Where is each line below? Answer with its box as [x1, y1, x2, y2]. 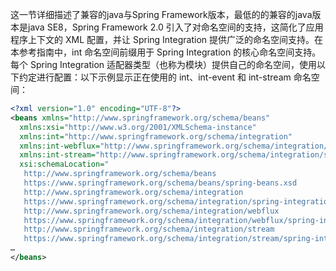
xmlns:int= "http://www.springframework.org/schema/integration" [19, 131, 293, 142]
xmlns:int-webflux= [19, 141, 101, 151]
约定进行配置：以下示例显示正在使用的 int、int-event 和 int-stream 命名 [18, 71, 312, 83]
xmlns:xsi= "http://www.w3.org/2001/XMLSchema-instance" [19, 122, 257, 132]
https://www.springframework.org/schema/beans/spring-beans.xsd [23, 178, 298, 188]
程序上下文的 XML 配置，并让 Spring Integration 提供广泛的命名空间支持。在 [10, 34, 323, 45]
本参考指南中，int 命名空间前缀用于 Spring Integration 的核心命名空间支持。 [10, 46, 322, 58]
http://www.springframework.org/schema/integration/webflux [23, 206, 280, 216]
